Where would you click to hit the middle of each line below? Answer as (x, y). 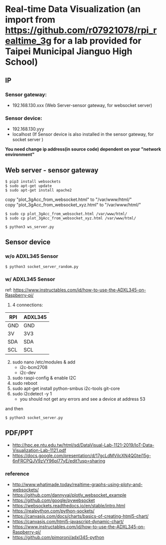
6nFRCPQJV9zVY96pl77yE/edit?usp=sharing (59, 460)
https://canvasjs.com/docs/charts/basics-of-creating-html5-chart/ (80, 516)
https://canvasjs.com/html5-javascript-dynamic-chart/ (68, 522)
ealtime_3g (28, 41)
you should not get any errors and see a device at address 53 (83, 399)
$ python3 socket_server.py (34, 418)
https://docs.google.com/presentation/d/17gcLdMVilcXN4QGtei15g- (82, 455)
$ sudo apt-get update (28, 186)
